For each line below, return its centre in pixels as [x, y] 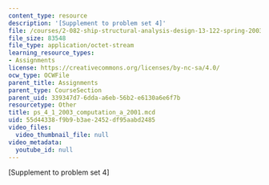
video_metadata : [35, 142]
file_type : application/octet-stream [71, 46]
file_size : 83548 [37, 38]
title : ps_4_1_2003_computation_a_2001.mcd [82, 113]
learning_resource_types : [51, 53]
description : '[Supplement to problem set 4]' [87, 23]
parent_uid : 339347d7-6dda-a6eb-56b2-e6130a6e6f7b [94, 98]
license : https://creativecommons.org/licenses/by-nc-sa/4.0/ [114, 68]
